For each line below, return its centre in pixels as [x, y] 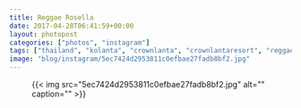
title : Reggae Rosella [52, 17]
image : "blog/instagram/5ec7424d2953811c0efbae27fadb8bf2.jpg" [130, 59]
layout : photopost [43, 34]
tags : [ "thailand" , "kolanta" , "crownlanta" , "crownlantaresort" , [136, 51]
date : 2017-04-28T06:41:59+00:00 [72, 26]
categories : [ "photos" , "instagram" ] [80, 42]
